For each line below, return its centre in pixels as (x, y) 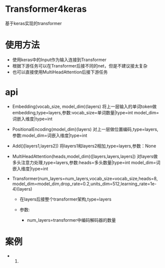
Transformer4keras (46, 9)
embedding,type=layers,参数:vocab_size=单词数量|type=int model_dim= (85, 112)
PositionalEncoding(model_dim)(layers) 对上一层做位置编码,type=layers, (85, 129)
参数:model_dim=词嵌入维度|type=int (50, 135)
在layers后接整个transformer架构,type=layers (66, 199)
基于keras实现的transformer (33, 23)
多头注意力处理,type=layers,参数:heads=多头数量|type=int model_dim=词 (86, 162)
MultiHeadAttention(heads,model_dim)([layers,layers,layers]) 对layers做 (85, 156)
